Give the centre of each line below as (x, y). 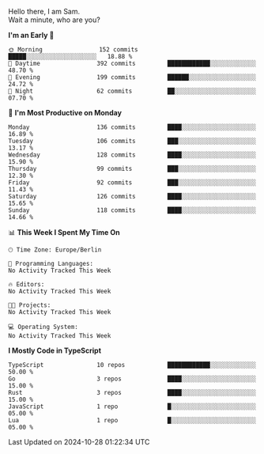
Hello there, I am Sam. (44, 11)
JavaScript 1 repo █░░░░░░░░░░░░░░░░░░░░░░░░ (132, 407)
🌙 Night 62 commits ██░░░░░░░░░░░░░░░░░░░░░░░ (132, 91)
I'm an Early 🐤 (31, 35)
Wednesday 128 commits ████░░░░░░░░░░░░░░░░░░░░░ (132, 155)
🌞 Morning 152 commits (73, 50)
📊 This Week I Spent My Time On (64, 232)
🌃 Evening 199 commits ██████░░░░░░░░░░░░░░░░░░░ (132, 78)
